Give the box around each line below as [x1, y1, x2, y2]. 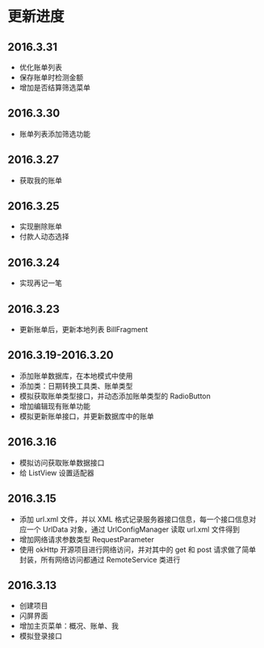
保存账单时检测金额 [19, 73, 84, 82]
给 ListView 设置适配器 [19, 468, 94, 478]
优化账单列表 [19, 62, 62, 72]
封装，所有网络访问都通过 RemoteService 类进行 [19, 554, 181, 564]
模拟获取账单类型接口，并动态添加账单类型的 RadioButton [19, 391, 212, 401]
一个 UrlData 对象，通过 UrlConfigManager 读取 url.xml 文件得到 [26, 524, 240, 534]
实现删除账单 [19, 221, 62, 231]
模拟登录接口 [19, 631, 62, 641]
